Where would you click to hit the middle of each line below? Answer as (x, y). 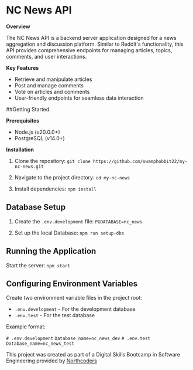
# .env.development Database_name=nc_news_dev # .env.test (78, 339)
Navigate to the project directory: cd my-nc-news (72, 177)
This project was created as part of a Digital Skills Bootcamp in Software (93, 355)
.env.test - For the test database (55, 315)
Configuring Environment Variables (72, 284)
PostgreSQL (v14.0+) (40, 138)
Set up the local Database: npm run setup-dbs (69, 233)
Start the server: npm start (38, 265)
